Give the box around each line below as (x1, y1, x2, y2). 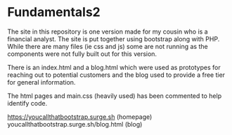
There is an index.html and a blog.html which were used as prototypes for (7, 63, 221, 71)
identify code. (7, 99, 48, 107)
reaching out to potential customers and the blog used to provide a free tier (7, 71, 226, 79)
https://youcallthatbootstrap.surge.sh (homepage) (7, 113, 153, 121)
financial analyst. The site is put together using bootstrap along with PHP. (7, 34, 220, 43)
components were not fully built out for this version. (7, 50, 157, 58)
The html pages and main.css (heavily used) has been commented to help (7, 92, 222, 100)
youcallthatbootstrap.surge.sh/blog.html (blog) (7, 120, 143, 128)
